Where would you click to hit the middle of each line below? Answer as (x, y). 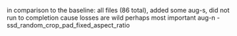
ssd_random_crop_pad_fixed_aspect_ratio (68, 25)
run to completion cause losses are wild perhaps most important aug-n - (114, 18)
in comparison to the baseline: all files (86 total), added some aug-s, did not (118, 10)
